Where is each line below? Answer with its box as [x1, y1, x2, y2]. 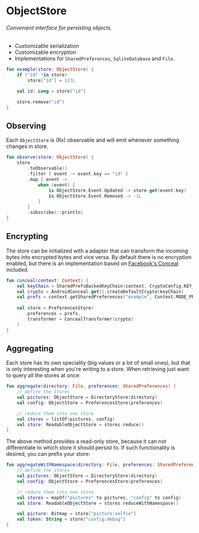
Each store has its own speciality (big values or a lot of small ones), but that [6, 359, 191, 366]
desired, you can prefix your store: [6, 451, 91, 458]
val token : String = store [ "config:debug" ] [17, 516, 126, 522]
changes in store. [6, 143, 49, 150]
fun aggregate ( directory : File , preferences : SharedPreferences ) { [6, 384, 176, 390]
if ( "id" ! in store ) [17, 72, 68, 78]
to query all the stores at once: [6, 372, 81, 379]
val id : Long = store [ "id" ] [17, 88, 86, 94]
